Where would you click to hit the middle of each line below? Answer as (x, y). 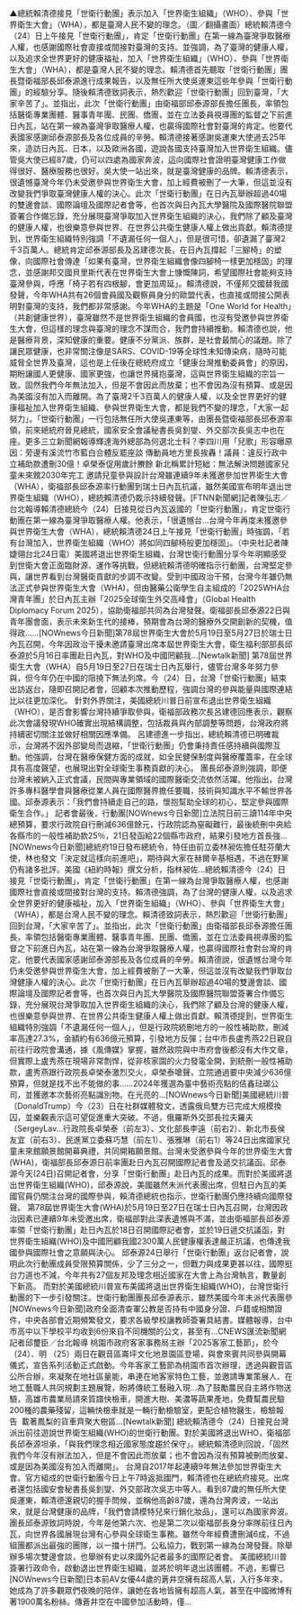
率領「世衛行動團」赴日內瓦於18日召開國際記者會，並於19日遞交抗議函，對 (147, 1230)
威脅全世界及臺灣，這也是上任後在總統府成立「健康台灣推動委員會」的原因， (151, 362)
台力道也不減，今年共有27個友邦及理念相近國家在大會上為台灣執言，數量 (144, 1275)
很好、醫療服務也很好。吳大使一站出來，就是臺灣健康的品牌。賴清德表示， (155, 171)
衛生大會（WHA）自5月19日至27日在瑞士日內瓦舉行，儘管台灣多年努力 (140, 666)
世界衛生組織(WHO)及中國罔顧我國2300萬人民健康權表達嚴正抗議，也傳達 (146, 1241)
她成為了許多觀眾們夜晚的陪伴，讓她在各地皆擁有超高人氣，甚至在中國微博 (147, 1590)
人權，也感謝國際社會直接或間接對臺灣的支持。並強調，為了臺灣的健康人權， (151, 47)
